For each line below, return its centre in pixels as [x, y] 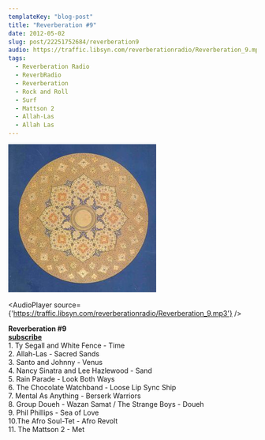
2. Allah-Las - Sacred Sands [54, 354]
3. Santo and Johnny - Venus [56, 362]
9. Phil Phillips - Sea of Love [54, 412]
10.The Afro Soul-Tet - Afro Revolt [63, 421]
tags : [17, 58]
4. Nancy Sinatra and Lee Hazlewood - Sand [80, 370]
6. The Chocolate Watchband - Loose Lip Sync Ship [92, 387]
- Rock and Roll [42, 92]
